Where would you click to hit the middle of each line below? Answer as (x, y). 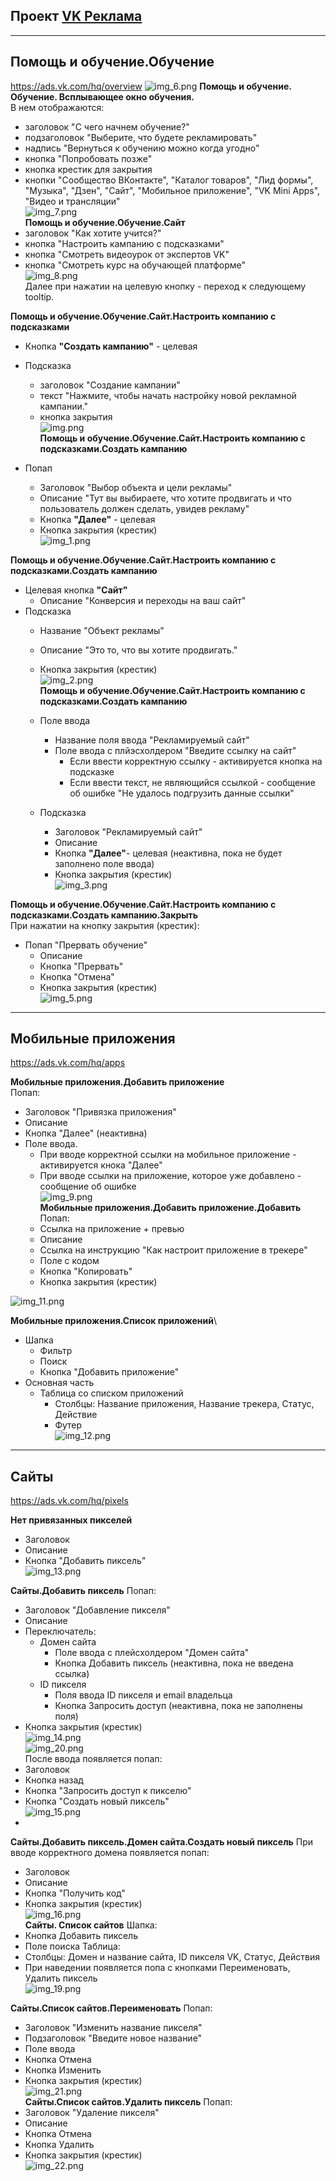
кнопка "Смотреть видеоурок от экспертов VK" (127, 254)
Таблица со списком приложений (111, 1393)
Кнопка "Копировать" (86, 1271)
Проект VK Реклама (76, 16)
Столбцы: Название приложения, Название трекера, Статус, (184, 1404)
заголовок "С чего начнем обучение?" (107, 126)
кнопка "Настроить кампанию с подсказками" (124, 243)
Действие (76, 1415)
